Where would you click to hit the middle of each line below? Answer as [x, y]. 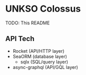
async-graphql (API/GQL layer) [45, 67]
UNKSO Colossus [43, 9]
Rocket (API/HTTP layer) [39, 51]
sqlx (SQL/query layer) [44, 62]
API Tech [20, 39]
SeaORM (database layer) [40, 56]
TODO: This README [28, 23]
